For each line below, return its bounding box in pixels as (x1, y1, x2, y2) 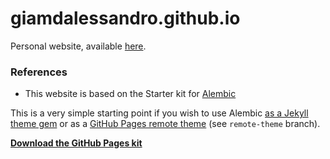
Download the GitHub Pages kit (10, 137, 143, 149)
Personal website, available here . (10, 40, 147, 52)
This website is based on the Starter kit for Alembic (24, 88, 237, 100)
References (10, 65, 68, 79)
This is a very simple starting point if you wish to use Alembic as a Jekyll (10, 107, 309, 119)
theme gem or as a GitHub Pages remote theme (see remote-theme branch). (10, 118, 321, 130)
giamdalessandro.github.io (10, 7, 241, 30)
